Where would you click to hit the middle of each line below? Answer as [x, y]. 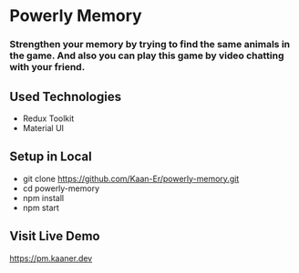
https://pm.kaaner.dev [51, 258]
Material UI [43, 127]
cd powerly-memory [61, 188]
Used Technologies [65, 96]
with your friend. [47, 67]
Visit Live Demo [55, 236]
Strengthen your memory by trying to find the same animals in [150, 45]
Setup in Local [51, 157]
